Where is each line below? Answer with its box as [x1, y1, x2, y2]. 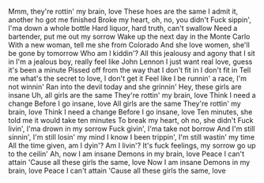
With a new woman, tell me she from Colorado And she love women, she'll [8, 40, 251, 50]
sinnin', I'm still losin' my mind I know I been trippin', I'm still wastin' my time [8, 133, 255, 141]
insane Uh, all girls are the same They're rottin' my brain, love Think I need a [8, 91, 256, 99]
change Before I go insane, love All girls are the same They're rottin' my [8, 99, 241, 108]
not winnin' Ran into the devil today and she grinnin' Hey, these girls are [8, 82, 243, 91]
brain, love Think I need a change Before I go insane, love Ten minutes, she [8, 107, 253, 117]
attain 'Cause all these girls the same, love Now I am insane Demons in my [8, 158, 251, 166]
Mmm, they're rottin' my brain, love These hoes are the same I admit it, [8, 7, 239, 16]
